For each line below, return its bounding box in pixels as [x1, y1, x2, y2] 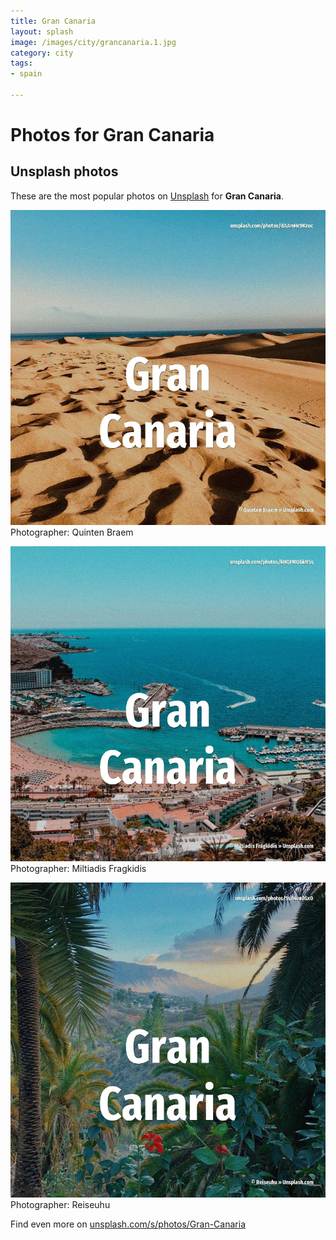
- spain [10, 69, 43, 79]
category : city [10, 48, 74, 58]
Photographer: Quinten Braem [10, 526, 134, 538]
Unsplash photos [10, 163, 119, 180]
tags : [10, 58, 33, 69]
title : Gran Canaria [10, 16, 97, 26]
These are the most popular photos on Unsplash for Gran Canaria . [10, 190, 284, 202]
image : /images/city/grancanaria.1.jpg [10, 37, 177, 47]
